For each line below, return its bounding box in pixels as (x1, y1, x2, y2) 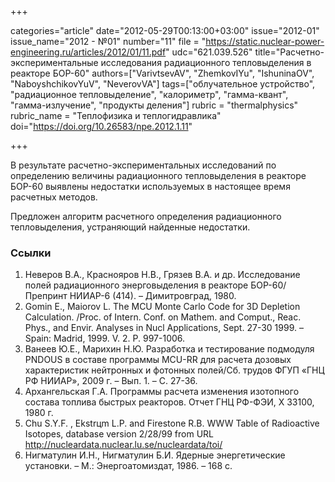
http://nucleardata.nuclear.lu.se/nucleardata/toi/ (24, 439, 223, 451)
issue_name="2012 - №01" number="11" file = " (10, 36, 207, 47)
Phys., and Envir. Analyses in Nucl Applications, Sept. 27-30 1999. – (24, 322, 304, 334)
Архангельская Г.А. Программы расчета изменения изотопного (24, 386, 300, 398)
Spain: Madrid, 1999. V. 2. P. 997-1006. (24, 332, 186, 345)
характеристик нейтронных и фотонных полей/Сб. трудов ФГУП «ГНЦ (24, 364, 325, 376)
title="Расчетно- (254, 46, 325, 58)
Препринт (24, 290, 68, 302)
